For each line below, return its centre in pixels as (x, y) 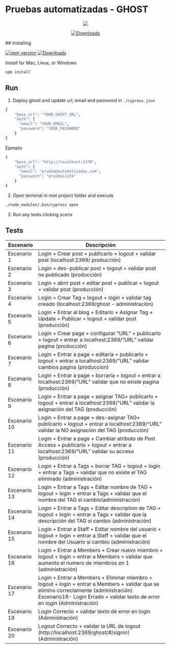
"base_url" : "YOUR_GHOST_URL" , (48, 114)
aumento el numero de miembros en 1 (83, 563)
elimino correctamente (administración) (85, 590)
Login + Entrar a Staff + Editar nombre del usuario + (99, 529)
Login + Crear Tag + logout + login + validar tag (95, 297)
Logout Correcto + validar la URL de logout (89, 626)
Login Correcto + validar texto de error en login (94, 611)
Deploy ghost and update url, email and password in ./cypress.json (84, 100)
